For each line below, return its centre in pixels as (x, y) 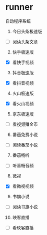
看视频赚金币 (25, 124)
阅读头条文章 (25, 42)
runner (19, 7)
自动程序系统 (18, 21)
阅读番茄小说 (25, 145)
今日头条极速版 (27, 31)
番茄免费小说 (25, 134)
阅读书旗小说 (25, 207)
